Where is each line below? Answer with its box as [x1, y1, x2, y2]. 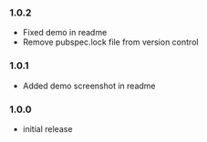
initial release [22, 123, 73, 134]
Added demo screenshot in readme [22, 80, 156, 91]
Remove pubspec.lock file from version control [22, 36, 199, 47]
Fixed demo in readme [22, 27, 108, 38]
